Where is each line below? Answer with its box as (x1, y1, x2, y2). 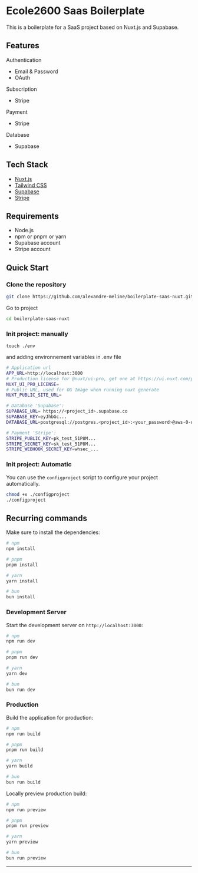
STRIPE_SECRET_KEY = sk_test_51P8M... (6, 441, 96, 447)
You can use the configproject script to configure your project (6, 473, 158, 481)
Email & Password (14, 68, 58, 75)
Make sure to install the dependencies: (6, 529, 100, 536)
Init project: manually (6, 330, 68, 338)
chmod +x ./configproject (6, 491, 70, 498)
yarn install (6, 578, 38, 584)
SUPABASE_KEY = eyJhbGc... (6, 414, 67, 420)
